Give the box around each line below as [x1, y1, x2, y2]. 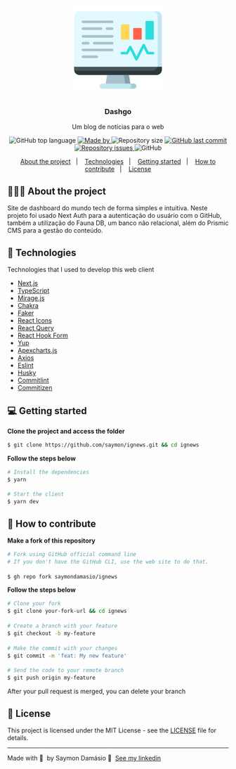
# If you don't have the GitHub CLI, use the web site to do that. [7, 558, 209, 565]
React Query [17, 324, 54, 332]
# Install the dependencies [7, 468, 90, 476]
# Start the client [7, 491, 65, 498]
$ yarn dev [7, 498, 39, 505]
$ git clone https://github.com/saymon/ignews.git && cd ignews [7, 441, 199, 448]
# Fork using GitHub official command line [7, 550, 137, 557]
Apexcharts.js [17, 347, 58, 355]
